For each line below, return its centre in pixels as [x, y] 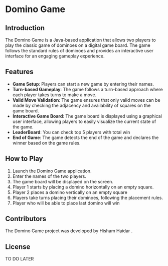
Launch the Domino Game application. [52, 171]
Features [19, 72]
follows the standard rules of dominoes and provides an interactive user [79, 51]
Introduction [25, 28]
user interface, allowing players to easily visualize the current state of [84, 121]
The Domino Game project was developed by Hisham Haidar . [69, 231]
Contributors [26, 219]
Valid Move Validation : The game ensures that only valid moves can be [86, 100]
